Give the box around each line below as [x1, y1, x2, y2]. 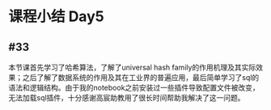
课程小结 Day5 [8, 7, 104, 26]
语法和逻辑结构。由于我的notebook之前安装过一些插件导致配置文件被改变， [8, 82, 260, 92]
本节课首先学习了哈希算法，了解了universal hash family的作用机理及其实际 [8, 62, 256, 72]
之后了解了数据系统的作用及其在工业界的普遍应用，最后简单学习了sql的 [22, 73, 260, 82]
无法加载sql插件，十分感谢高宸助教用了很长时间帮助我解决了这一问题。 [8, 93, 245, 102]
